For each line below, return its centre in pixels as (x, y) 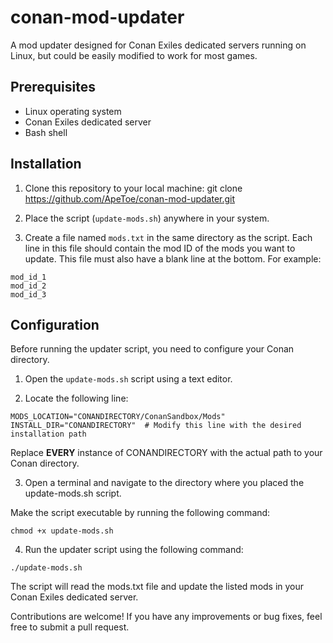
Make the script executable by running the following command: (140, 513)
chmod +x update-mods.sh (62, 531)
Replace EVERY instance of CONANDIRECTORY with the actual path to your (166, 453)
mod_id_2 (28, 286)
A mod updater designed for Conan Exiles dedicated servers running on (158, 45)
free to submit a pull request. (70, 627)
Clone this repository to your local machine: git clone (133, 188)
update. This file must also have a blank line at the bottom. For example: (173, 258)
